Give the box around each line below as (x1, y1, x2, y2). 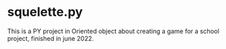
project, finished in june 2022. (7, 34, 94, 42)
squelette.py (7, 4, 83, 20)
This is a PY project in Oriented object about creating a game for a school (7, 27, 220, 35)
